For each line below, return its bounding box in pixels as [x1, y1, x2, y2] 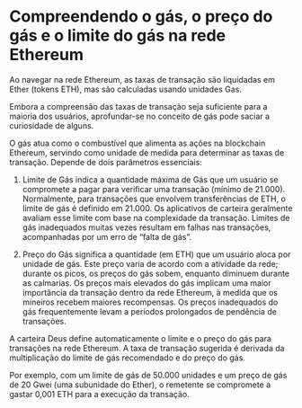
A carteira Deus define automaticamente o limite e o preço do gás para [9, 333, 272, 343]
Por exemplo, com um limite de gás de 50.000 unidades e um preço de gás [9, 369, 288, 380]
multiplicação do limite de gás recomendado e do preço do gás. [9, 352, 245, 363]
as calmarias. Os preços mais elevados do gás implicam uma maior [22, 277, 271, 288]
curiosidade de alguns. [9, 120, 94, 131]
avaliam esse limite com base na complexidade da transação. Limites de [22, 212, 290, 223]
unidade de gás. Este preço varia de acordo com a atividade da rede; [22, 258, 279, 269]
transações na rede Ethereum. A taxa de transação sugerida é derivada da [9, 342, 285, 353]
